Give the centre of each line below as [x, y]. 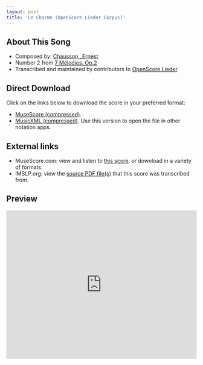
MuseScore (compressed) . [48, 115]
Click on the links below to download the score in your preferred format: [96, 103]
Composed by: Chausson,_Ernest [56, 56]
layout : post [23, 12]
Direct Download [38, 88]
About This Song [39, 42]
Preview [22, 199]
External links [33, 146]
